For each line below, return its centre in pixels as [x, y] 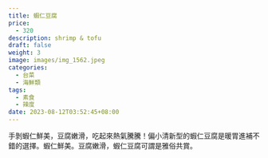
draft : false [30, 45]
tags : [17, 90]
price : [19, 23]
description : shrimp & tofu [55, 38]
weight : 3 [25, 53]
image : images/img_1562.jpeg [57, 61]
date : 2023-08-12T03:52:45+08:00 [64, 113]
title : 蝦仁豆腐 [33, 16]
